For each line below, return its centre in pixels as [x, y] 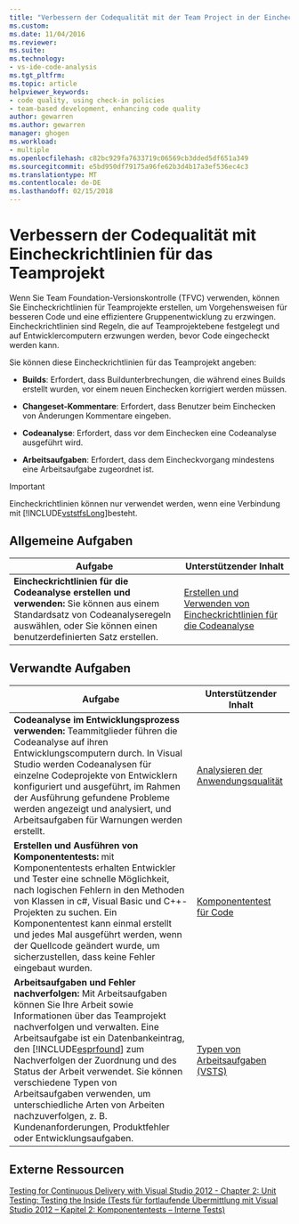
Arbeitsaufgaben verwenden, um [82, 1093]
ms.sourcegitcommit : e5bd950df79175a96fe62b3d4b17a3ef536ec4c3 [129, 166]
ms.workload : [33, 142]
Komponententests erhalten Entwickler [95, 867]
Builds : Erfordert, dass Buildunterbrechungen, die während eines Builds [154, 379]
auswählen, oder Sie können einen [85, 626]
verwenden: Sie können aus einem [87, 604]
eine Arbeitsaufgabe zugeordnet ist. [88, 469]
